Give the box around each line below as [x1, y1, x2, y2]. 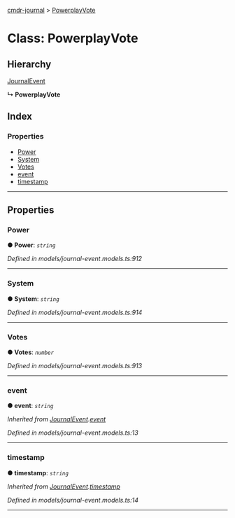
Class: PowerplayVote [7, 31, 138, 46]
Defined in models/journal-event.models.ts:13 [7, 428, 138, 437]
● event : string [7, 402, 54, 410]
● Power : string [7, 241, 56, 249]
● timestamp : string [7, 468, 69, 477]
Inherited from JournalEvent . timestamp [7, 482, 121, 491]
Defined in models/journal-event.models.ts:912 [7, 255, 142, 263]
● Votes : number [7, 348, 55, 356]
